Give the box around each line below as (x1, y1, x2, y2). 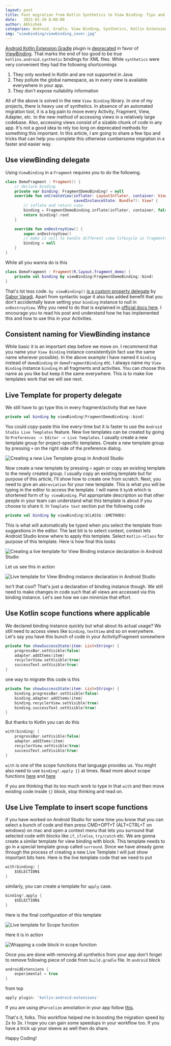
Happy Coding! (5, 1035, 37, 1041)
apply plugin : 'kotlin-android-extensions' (5, 995, 99, 1001)
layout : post (5, 7, 33, 13)
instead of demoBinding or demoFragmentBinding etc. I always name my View (5, 360, 161, 366)
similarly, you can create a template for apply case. (5, 883, 112, 889)
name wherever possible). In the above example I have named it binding (5, 354, 156, 361)
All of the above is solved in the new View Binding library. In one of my (5, 98, 153, 104)
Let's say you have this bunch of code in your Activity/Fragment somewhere (5, 633, 165, 639)
